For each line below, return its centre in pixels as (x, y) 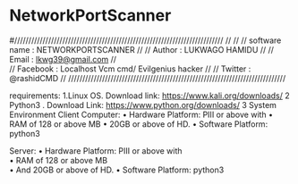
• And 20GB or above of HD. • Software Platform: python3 (117, 170)
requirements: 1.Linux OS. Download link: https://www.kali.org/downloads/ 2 (149, 96)
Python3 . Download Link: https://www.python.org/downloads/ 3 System (143, 105)
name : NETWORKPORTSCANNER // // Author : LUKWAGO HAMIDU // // (142, 49)
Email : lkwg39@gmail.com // (63, 59)
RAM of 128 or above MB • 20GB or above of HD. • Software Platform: (139, 124)
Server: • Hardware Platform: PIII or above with (96, 151)
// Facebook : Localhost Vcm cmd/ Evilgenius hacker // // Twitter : (130, 69)
